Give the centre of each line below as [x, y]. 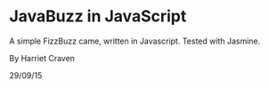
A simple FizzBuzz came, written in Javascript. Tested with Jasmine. [135, 41]
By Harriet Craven [42, 58]
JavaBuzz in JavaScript [98, 16]
